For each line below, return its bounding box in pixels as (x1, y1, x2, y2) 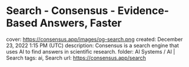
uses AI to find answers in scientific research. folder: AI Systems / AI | (6, 48, 175, 55)
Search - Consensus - (6, 4, 116, 17)
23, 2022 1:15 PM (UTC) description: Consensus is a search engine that (6, 42, 180, 49)
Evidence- (117, 4, 170, 17)
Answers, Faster (39, 16, 122, 30)
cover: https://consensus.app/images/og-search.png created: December (6, 36, 183, 43)
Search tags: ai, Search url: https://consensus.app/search (6, 54, 146, 61)
